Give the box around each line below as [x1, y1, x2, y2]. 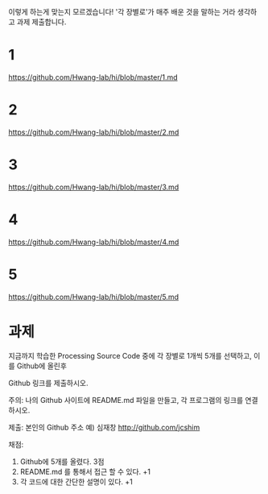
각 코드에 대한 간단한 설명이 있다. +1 [19, 476, 133, 486]
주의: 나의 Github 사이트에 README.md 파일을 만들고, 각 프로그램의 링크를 [8, 395, 244, 405]
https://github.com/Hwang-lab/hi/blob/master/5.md [8, 292, 179, 301]
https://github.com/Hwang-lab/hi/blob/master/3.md [8, 182, 179, 192]
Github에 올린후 [16, 361, 67, 371]
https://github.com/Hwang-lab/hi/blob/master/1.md [8, 72, 179, 82]
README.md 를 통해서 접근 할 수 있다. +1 [19, 467, 151, 476]
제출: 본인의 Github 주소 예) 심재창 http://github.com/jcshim [8, 422, 200, 432]
